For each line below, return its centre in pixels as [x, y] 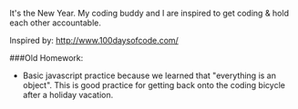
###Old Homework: [46, 58]
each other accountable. [56, 23]
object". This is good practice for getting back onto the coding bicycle [154, 85]
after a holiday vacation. [68, 95]
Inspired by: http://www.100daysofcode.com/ [94, 40]
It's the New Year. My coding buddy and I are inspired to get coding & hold [149, 13]
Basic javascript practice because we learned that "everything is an [149, 75]
